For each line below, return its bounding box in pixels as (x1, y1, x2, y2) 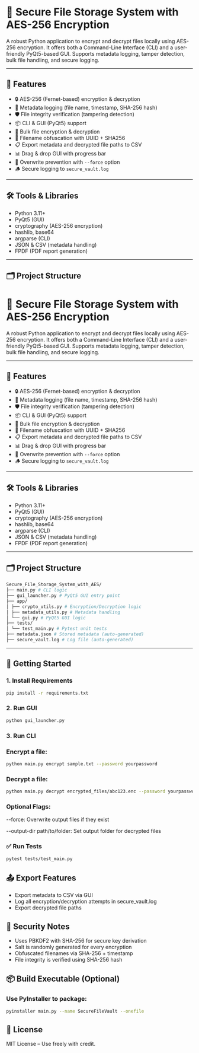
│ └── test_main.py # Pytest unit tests (6, 626, 108, 632)
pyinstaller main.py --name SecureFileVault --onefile (6, 1008, 145, 1014)
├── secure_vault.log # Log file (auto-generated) (6, 637, 134, 643)
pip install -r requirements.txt (6, 690, 89, 696)
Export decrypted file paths (14, 904, 82, 911)
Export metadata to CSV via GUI (14, 892, 93, 899)
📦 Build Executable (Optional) (6, 974, 120, 984)
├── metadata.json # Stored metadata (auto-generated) (6, 631, 145, 637)
